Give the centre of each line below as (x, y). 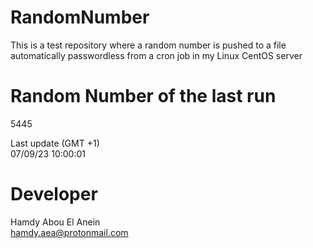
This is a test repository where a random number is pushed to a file (148, 45)
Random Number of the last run (143, 96)
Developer (54, 194)
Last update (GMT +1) (55, 143)
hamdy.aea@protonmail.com (69, 232)
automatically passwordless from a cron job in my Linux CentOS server (156, 55)
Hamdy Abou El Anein (55, 222)
